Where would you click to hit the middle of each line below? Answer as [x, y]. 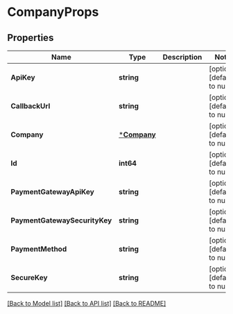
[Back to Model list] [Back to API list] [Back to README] [87, 303]
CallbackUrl [31, 106]
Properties [31, 38]
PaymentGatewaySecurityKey [61, 220]
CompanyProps [53, 12]
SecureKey [29, 278]
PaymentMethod [39, 249]
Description [182, 57]
